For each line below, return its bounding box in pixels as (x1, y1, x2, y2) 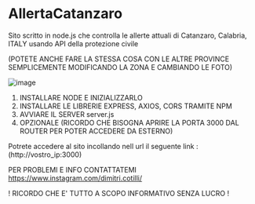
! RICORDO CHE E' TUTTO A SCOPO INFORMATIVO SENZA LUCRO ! (8, 188, 230, 198)
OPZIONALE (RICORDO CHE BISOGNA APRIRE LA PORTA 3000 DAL (19, 118, 239, 127)
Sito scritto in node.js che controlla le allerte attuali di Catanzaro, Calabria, (8, 31, 247, 40)
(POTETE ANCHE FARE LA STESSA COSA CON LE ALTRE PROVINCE (8, 54, 230, 64)
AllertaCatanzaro (8, 5, 123, 23)
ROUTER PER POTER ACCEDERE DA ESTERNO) (19, 126, 173, 136)
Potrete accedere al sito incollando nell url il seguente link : (8, 141, 199, 151)
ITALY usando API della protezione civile (8, 38, 139, 48)
